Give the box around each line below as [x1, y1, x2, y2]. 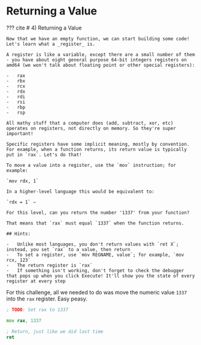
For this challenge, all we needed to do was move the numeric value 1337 [6, 288, 187, 296]
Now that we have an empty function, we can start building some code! [6, 36, 190, 42]
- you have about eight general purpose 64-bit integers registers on [6, 57, 187, 63]
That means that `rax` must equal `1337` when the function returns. [6, 220, 185, 226]
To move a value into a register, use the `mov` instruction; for [6, 162, 176, 168]
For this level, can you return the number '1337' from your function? [6, 210, 190, 216]
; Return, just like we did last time [6, 328, 104, 335]
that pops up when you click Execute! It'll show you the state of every [6, 273, 196, 279]
